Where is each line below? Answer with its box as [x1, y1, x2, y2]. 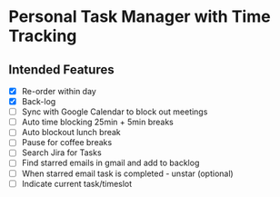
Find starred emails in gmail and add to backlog [21, 157, 200, 169]
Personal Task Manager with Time [8, 6, 271, 27]
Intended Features [8, 62, 115, 77]
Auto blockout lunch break [21, 127, 122, 138]
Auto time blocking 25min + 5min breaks [21, 116, 174, 128]
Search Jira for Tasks [21, 147, 102, 158]
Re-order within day [21, 86, 96, 96]
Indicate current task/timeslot [21, 178, 133, 189]
